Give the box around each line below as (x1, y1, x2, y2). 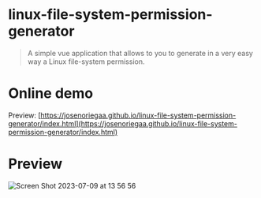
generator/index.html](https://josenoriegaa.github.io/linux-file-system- (8, 118, 238, 128)
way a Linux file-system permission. (27, 57, 145, 66)
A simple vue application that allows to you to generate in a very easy (27, 48, 254, 58)
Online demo (8, 84, 93, 103)
